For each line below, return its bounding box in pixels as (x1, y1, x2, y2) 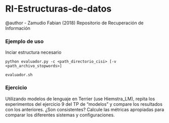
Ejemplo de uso (5, 37, 44, 45)
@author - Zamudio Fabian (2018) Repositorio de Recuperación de (5, 20, 144, 26)
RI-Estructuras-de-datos (5, 3, 112, 15)
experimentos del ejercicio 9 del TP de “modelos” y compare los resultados (5, 101, 163, 107)
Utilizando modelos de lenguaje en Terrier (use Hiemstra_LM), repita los (5, 96, 155, 102)
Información (5, 25, 30, 31)
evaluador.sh (5, 72, 33, 77)
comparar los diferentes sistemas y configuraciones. (5, 112, 115, 118)
